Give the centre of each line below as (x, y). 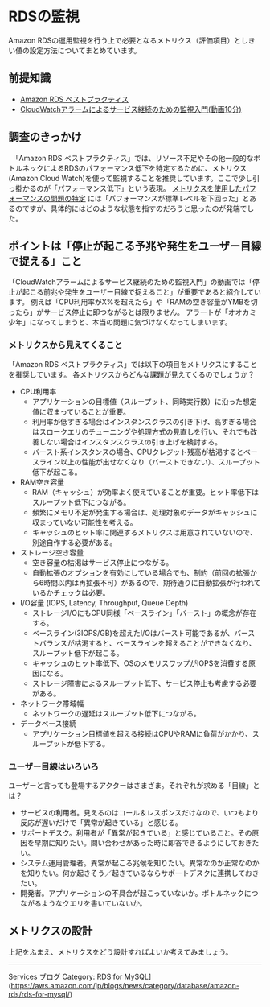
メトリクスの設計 (51, 931)
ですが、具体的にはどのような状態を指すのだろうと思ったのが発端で (135, 208)
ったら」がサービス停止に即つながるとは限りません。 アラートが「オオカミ (133, 312)
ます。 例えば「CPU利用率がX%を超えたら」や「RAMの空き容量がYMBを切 (133, 302)
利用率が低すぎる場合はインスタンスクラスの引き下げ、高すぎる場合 (144, 421)
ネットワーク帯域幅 (52, 703)
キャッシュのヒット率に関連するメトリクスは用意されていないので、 (144, 532)
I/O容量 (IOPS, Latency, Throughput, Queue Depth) (104, 603)
